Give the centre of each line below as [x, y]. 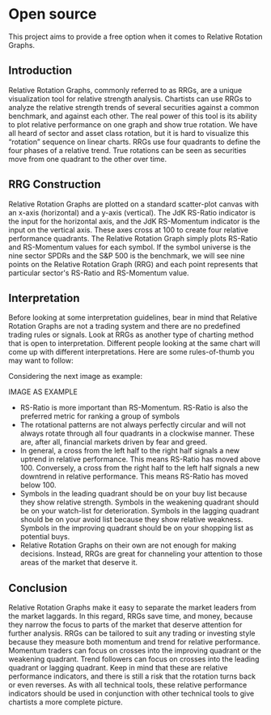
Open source [53, 14]
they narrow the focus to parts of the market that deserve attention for [125, 625]
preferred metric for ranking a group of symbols [100, 416]
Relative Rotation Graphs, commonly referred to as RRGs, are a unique [125, 90]
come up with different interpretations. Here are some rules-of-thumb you [131, 352]
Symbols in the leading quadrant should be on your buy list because [133, 494]
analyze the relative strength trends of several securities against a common [134, 107]
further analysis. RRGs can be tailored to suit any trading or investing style [132, 633]
